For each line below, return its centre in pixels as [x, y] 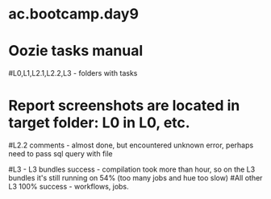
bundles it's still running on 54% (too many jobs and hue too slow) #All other [135, 178]
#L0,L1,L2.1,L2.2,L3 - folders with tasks [73, 73]
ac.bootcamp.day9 [74, 14]
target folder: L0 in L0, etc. [100, 123]
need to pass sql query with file [60, 154]
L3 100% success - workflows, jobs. [69, 187]
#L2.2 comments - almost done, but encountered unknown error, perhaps [131, 145]
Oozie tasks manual [76, 51]
